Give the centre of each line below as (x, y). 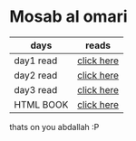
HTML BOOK (41, 104)
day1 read (36, 61)
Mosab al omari (69, 17)
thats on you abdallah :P (54, 127)
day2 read (36, 75)
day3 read (36, 89)
